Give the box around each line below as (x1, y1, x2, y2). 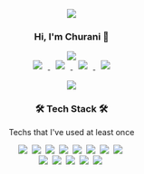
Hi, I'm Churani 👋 (34, 30, 110, 42)
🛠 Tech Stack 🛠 (34, 103, 109, 115)
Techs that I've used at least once (8, 126, 135, 137)
